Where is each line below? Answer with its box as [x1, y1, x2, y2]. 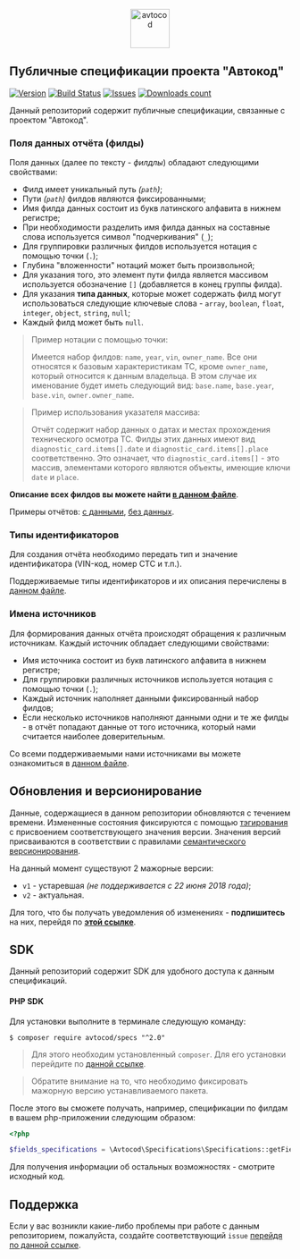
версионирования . [9, 845, 80, 856]
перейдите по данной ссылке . [30, 1058, 146, 1069]
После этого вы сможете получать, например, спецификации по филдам [9, 1103, 288, 1113]
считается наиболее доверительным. [21, 731, 166, 741]
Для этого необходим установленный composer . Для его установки [30, 1049, 287, 1060]
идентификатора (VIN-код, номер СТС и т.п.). [9, 559, 182, 570]
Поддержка [9, 1196, 79, 1212]
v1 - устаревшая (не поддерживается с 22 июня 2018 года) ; [21, 880, 252, 891]
